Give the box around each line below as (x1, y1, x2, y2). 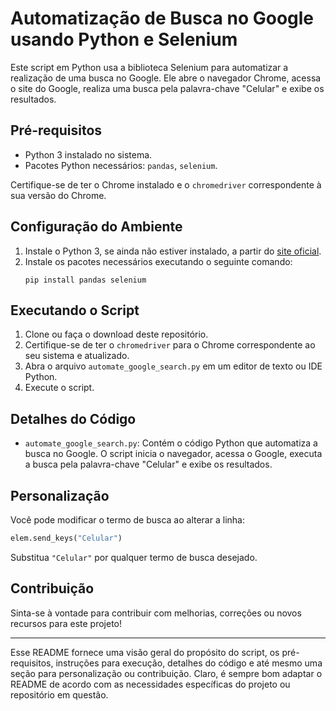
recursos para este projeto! (10, 617, 123, 629)
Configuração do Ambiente (10, 218, 183, 236)
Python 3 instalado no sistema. (24, 148, 153, 161)
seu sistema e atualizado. (24, 350, 130, 362)
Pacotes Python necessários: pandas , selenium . (24, 159, 218, 171)
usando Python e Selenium (10, 28, 238, 51)
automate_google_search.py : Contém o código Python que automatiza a (24, 437, 318, 449)
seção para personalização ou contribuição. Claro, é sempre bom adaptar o (10, 667, 323, 679)
